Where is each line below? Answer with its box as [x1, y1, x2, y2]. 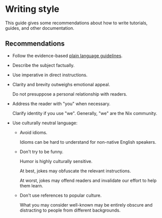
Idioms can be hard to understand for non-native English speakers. [19, 139, 157, 145]
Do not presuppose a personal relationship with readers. [12, 91, 127, 97]
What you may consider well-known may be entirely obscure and [19, 202, 153, 208]
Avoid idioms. [19, 129, 48, 135]
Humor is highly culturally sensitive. [19, 158, 93, 164]
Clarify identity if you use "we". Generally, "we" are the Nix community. [12, 110, 158, 116]
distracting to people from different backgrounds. [19, 207, 121, 213]
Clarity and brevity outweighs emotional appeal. [12, 81, 110, 87]
